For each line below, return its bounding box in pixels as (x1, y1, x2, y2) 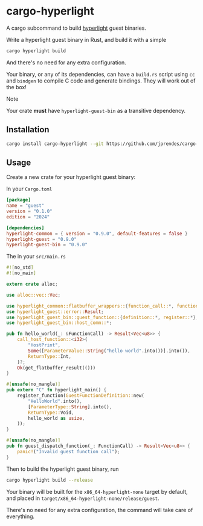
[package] (6, 197, 31, 203)
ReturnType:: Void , (28, 410, 74, 416)
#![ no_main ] (6, 270, 36, 277)
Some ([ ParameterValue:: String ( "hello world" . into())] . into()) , (28, 348, 190, 354)
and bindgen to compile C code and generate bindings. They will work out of (6, 77, 196, 84)
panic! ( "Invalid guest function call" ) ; (17, 448, 120, 454)
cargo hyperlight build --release (6, 477, 94, 483)
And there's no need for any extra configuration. (6, 59, 127, 66)
